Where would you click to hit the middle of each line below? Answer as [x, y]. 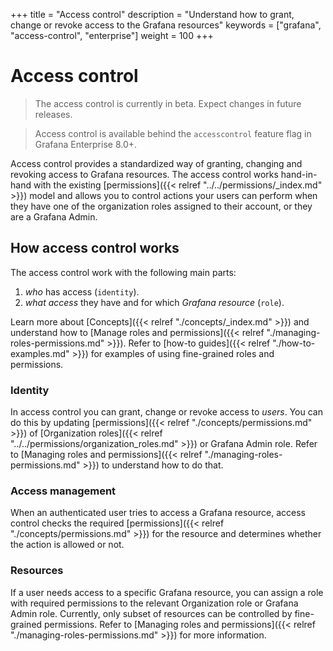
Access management [63, 491]
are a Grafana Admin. [54, 216]
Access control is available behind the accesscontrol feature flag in [173, 133]
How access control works [95, 248]
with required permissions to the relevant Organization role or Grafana [154, 603]
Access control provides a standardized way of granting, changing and [156, 163]
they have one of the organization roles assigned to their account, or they [161, 206]
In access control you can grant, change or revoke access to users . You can [166, 412]
